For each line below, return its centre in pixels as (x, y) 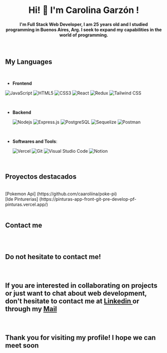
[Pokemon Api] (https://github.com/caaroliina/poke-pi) (61, 194)
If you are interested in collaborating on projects (82, 285)
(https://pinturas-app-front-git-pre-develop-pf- (88, 199)
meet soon (22, 345)
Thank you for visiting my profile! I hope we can (81, 337)
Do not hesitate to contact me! (53, 257)
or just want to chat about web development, (76, 293)
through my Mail (31, 309)
